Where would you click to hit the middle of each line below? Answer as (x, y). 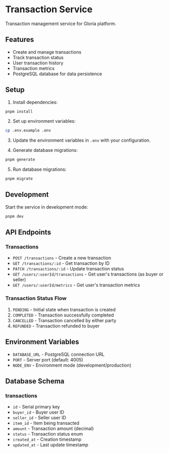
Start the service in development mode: (47, 207)
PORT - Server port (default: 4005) (48, 359)
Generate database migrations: (45, 150)
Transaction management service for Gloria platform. (61, 24)
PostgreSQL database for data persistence (57, 74)
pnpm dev (15, 216)
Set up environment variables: (44, 121)
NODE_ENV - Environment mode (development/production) (72, 365)
